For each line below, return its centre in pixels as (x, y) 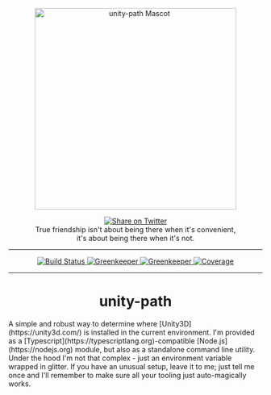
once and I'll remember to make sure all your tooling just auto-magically (127, 375)
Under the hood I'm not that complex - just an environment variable (120, 358)
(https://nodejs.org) (41, 349)
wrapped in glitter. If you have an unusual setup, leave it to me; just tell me (131, 366)
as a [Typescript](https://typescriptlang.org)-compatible (102, 341)
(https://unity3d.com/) (45, 332)
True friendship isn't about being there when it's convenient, (135, 229)
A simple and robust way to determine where (83, 323)
